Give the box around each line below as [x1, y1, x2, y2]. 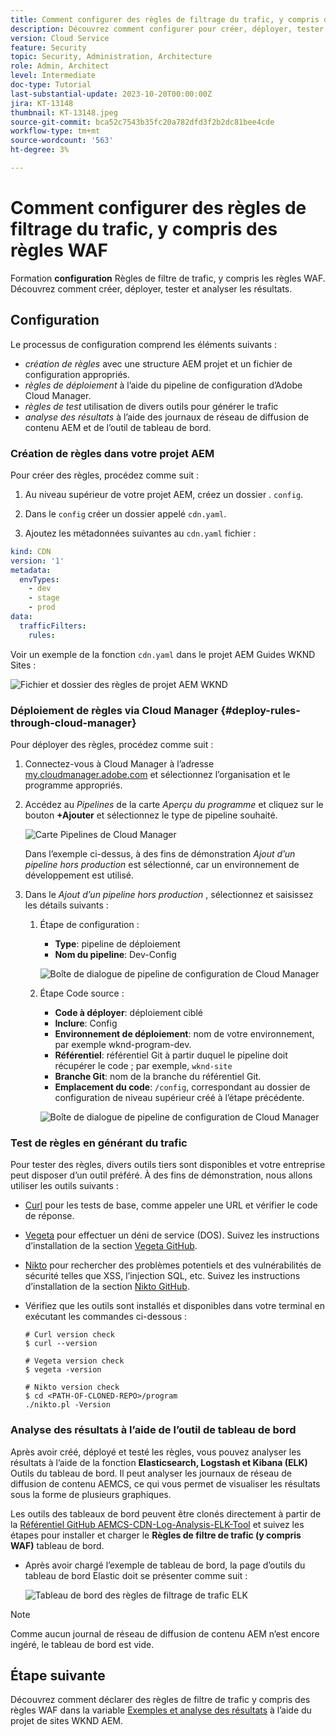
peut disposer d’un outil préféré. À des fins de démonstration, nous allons [10, 1169, 313, 1181]
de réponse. [24, 1210, 75, 1222]
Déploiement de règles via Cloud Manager [10, 703, 219, 717]
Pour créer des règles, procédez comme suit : [10, 469, 200, 481]
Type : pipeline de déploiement [54, 937, 181, 950]
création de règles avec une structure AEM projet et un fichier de [24, 357, 293, 370]
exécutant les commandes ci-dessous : [24, 1311, 188, 1323]
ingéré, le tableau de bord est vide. [10, 1638, 155, 1650]
